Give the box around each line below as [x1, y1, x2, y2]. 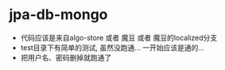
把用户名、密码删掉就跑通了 [20, 52, 112, 62]
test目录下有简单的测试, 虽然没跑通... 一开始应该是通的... [20, 42, 205, 52]
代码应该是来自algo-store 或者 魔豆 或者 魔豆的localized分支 [20, 33, 218, 42]
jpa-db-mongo [9, 6, 108, 24]
